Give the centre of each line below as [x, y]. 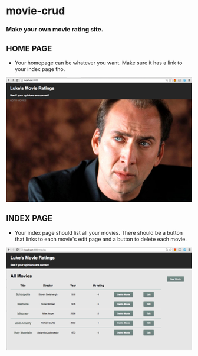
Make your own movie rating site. [55, 30]
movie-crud [36, 11]
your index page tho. [40, 69]
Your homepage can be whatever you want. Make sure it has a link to [98, 63]
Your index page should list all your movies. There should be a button [99, 232]
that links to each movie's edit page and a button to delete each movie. [101, 239]
